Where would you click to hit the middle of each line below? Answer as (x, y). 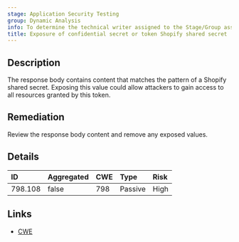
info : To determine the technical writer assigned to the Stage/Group (114, 27)
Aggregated (68, 177)
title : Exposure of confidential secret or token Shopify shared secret (117, 34)
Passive (133, 189)
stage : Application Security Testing (63, 14)
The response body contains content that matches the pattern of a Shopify (117, 80)
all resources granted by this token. (59, 95)
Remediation (36, 117)
